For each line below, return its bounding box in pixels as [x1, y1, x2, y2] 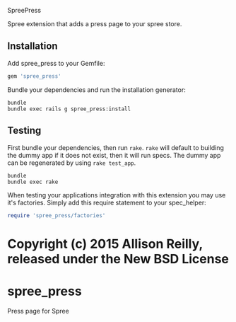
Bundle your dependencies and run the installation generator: [7, 85, 186, 94]
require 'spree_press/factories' [7, 212, 106, 219]
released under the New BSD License [7, 251, 230, 267]
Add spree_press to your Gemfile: [7, 59, 105, 67]
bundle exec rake [7, 178, 59, 185]
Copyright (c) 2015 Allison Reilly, [7, 236, 203, 252]
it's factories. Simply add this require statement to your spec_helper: [7, 198, 206, 207]
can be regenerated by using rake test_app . [7, 159, 136, 167]
